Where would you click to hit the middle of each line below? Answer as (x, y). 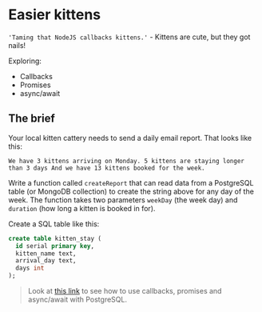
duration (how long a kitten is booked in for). (82, 208)
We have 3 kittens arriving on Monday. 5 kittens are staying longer (127, 161)
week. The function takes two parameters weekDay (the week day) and (123, 200)
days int (30, 268)
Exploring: (25, 61)
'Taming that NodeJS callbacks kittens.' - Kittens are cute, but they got (129, 37)
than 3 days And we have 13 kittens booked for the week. (107, 168)
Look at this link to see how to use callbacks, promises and (125, 291)
